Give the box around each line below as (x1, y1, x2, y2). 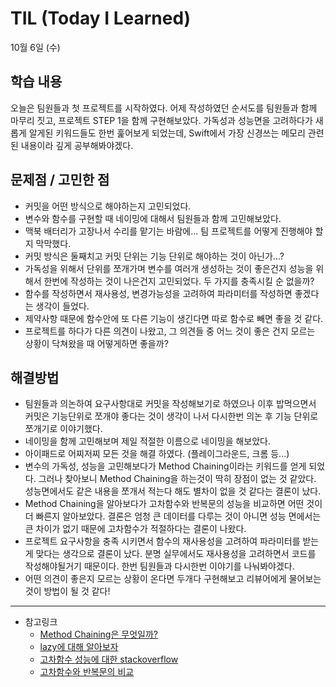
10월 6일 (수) (10, 41, 61, 53)
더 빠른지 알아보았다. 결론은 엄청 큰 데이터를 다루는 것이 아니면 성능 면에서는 (24, 510, 322, 522)
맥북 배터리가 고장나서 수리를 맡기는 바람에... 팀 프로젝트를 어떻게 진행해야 (24, 225, 313, 237)
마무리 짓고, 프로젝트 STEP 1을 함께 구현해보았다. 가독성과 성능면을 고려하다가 (10, 114, 313, 126)
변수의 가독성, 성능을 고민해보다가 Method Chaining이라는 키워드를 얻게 (24, 460, 307, 472)
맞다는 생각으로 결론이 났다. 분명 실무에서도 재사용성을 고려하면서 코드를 (35, 548, 317, 560)
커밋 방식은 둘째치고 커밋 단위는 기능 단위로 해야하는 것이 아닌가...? (24, 250, 285, 262)
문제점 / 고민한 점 (10, 172, 110, 189)
